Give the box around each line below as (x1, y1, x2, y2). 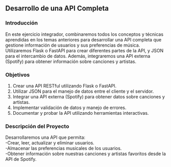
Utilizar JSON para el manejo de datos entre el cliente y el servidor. (12, 88, 154, 94)
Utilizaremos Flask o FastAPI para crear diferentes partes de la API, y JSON (5, 47, 164, 53)
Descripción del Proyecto (5, 122, 69, 130)
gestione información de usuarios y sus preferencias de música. (5, 42, 140, 48)
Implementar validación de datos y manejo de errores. (12, 105, 127, 111)
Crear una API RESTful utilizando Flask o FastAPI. (12, 82, 117, 89)
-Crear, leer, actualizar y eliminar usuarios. (5, 140, 94, 146)
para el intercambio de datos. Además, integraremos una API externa (5, 53, 151, 59)
